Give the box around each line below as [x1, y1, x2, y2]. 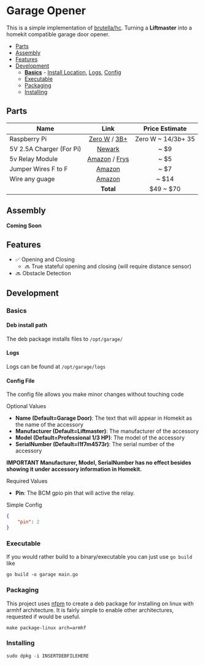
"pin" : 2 [17, 519, 40, 525]
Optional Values [6, 403, 47, 410]
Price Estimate [143, 124, 187, 133]
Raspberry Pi [9, 135, 47, 143]
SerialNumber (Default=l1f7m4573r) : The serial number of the [15, 441, 175, 448]
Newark [97, 144, 120, 153]
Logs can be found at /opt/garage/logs [6, 363, 106, 371]
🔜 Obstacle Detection [15, 270, 71, 277]
